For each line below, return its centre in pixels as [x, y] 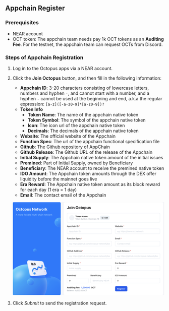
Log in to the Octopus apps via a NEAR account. [62, 68]
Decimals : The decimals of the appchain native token [83, 131]
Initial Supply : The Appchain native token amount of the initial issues [92, 157]
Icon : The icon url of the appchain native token [76, 125]
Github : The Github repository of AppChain [65, 147]
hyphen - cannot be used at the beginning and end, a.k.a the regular [91, 98]
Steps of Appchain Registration [44, 57]
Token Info [32, 109]
